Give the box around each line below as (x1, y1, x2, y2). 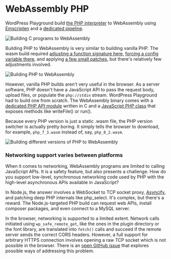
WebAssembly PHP (5, 3, 89, 15)
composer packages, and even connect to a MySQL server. (5, 205, 130, 212)
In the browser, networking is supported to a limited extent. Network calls (5, 215, 160, 222)
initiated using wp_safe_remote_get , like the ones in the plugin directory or (5, 221, 159, 227)
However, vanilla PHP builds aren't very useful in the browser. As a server (5, 81, 160, 87)
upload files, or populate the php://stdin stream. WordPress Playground (5, 92, 157, 98)
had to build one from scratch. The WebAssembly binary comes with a (5, 97, 153, 103)
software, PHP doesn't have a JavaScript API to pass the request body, (5, 86, 155, 92)
